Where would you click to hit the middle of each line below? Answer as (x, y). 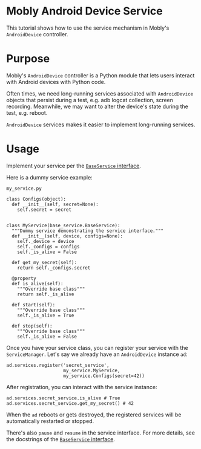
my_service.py (24, 189)
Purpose (28, 59)
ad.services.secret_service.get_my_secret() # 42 (70, 403)
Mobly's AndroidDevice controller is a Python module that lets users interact (100, 75)
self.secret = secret (44, 210)
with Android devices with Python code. (56, 82)
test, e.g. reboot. (27, 112)
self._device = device (46, 241)
